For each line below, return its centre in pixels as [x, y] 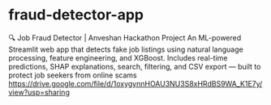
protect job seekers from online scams [73, 75]
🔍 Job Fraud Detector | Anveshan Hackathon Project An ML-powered [125, 37]
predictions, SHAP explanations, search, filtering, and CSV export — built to [135, 66]
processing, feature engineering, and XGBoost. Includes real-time [118, 57]
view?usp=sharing [39, 92]
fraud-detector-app [76, 15]
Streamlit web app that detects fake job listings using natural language [126, 49]
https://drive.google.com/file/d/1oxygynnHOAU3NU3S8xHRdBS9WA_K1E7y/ [135, 83]
